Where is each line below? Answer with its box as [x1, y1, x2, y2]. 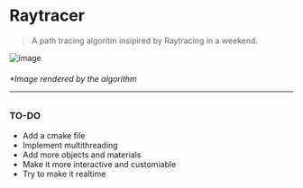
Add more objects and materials [22, 149, 142, 160]
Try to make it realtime [22, 168, 106, 179]
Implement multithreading [22, 139, 119, 150]
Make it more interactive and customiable [22, 158, 177, 169]
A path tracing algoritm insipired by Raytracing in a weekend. [31, 35, 259, 46]
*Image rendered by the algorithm [9, 73, 137, 84]
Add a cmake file [22, 130, 86, 140]
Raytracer [9, 5, 86, 26]
